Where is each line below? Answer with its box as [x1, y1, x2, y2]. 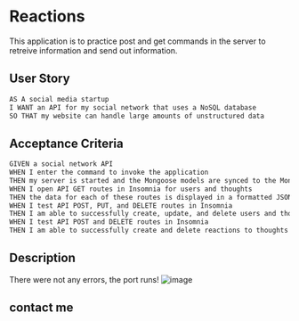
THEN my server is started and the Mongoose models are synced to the [9, 176, 277, 185]
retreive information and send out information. [9, 45, 178, 55]
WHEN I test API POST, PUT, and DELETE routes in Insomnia [9, 201, 233, 210]
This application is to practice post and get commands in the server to [9, 36, 266, 46]
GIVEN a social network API [9, 160, 114, 169]
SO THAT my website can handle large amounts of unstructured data [9, 111, 265, 120]
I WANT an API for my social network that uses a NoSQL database [9, 103, 256, 112]
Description [9, 251, 76, 266]
